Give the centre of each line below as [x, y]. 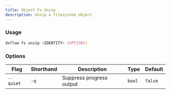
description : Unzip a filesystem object [49, 15]
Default [154, 69]
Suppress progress [85, 78]
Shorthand [44, 69]
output [70, 84]
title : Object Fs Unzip [31, 10]
